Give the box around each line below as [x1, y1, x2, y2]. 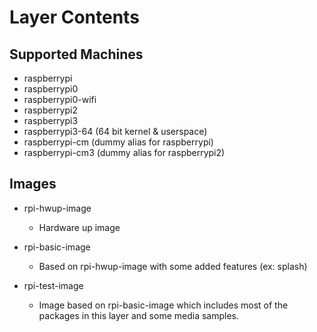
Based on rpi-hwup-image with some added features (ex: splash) [38, 260, 308, 272]
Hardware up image [38, 221, 121, 233]
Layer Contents [9, 6, 140, 29]
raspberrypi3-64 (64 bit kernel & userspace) [23, 126, 208, 137]
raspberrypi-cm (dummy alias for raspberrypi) [23, 136, 214, 148]
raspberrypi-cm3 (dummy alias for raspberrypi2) [23, 147, 226, 158]
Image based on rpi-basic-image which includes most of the [38, 299, 289, 311]
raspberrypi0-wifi [23, 94, 97, 105]
